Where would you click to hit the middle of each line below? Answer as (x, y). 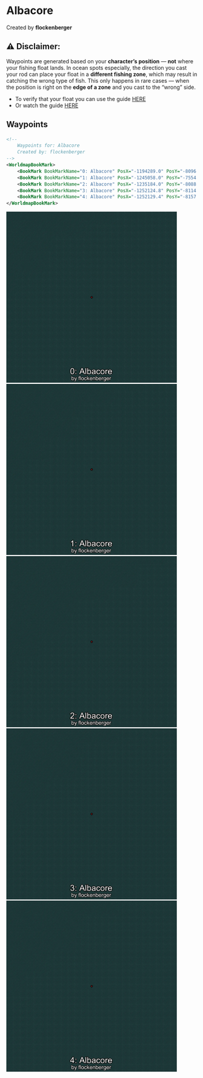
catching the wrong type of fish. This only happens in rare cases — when (98, 80)
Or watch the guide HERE (47, 105)
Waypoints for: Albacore (48, 146)
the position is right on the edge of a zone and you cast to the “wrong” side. (101, 87)
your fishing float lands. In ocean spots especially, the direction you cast (97, 68)
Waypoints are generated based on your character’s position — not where (100, 61)
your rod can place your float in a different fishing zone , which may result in (102, 74)
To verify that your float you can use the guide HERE (81, 99)
